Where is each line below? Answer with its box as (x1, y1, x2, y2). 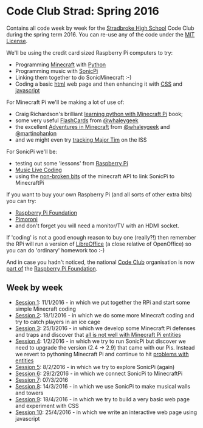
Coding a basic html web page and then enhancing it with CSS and (15, 80, 183, 88)
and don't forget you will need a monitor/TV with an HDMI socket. (15, 222, 179, 229)
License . (6, 37, 28, 44)
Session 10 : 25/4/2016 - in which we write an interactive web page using (15, 409, 198, 416)
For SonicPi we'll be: (6, 148, 58, 155)
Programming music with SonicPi (15, 67, 98, 74)
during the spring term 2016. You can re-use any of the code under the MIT (6, 30, 195, 38)
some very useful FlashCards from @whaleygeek (15, 117, 139, 124)
